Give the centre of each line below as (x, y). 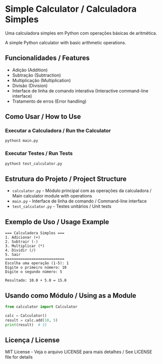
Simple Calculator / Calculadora (71, 9)
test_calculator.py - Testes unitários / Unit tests (62, 206)
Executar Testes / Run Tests (39, 153)
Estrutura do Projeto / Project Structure (66, 179)
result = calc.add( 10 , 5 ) (31, 320)
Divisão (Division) (30, 85)
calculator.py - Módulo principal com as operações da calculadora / (82, 191)
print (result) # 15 (26, 325)
